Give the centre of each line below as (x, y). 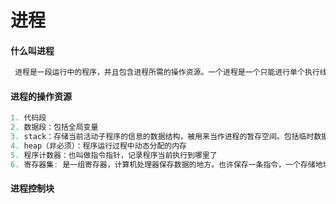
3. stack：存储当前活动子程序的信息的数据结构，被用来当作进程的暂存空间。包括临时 (162, 137)
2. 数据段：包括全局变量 (54, 127)
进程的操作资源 (41, 96)
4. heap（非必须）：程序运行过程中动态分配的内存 (98, 146)
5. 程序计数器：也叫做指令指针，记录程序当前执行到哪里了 (114, 155)
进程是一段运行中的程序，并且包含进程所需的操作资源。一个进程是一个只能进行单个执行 (167, 72)
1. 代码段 (28, 118)
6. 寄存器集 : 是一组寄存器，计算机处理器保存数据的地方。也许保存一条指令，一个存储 (163, 164)
